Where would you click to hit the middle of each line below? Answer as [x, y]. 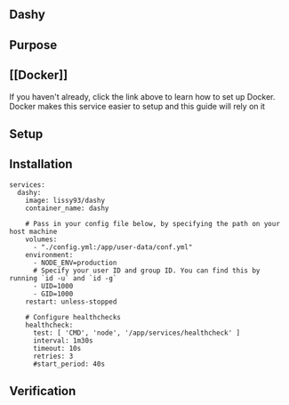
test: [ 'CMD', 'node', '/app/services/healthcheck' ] [136, 333]
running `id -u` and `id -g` [63, 278]
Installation [41, 164]
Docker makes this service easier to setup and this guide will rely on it [137, 106]
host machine [33, 231]
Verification [43, 391]
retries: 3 [53, 356]
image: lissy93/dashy [65, 200]
